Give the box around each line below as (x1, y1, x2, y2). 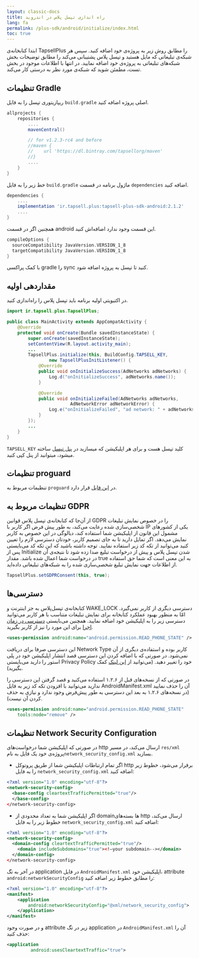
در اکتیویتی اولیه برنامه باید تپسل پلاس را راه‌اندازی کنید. (6, 297, 128, 304)
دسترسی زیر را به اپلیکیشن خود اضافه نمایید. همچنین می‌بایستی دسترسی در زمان (6, 617, 185, 624)
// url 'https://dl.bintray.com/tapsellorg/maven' (28, 149, 163, 155)
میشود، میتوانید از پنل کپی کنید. (6, 451, 74, 458)
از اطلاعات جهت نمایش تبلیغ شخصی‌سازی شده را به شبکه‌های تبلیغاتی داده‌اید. (6, 561, 178, 568)
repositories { (17, 115, 55, 121)
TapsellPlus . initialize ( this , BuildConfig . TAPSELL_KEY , (28, 352, 168, 358)
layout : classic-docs (6, 8, 60, 15)
